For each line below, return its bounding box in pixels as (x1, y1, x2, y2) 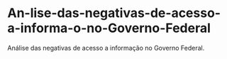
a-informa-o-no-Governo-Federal (7, 20, 211, 36)
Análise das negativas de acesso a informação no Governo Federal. (7, 43, 205, 52)
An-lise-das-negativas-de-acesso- (7, 5, 221, 21)
